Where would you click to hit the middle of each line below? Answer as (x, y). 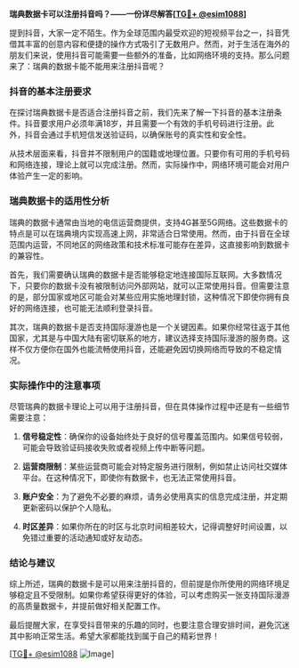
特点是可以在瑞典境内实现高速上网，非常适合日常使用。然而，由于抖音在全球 (149, 233)
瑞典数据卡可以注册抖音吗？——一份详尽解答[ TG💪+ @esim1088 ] (128, 14)
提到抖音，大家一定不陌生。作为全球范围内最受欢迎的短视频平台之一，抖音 (145, 33)
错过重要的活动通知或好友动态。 (89, 537)
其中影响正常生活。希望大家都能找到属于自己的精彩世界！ (114, 636)
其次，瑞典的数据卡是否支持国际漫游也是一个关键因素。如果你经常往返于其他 (149, 326)
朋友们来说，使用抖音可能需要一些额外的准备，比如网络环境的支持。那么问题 (149, 55)
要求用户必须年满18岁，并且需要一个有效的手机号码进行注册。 (153, 124)
